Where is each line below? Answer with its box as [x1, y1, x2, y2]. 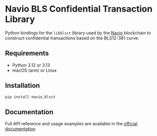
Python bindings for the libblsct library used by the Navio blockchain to [5, 30, 151, 36]
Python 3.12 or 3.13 [12, 62, 50, 68]
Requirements [5, 49, 49, 58]
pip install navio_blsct [5, 94, 56, 99]
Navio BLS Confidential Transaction [5, 3, 153, 15]
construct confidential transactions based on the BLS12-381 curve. [5, 35, 139, 41]
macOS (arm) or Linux [12, 67, 57, 73]
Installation [5, 81, 40, 90]
